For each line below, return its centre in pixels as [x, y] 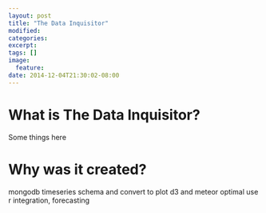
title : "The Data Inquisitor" [59, 23]
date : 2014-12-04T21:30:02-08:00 [64, 75]
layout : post [30, 16]
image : [19, 61]
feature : [30, 68]
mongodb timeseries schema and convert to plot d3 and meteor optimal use [133, 191]
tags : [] [23, 53]
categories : [28, 38]
